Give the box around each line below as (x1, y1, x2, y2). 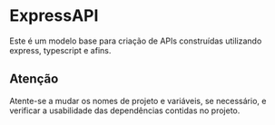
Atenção (9, 72, 59, 87)
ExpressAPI (9, 5, 99, 26)
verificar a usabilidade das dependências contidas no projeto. (9, 105, 241, 116)
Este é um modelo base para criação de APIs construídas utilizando (9, 35, 262, 46)
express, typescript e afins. (9, 44, 112, 55)
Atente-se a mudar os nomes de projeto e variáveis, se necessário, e (9, 95, 267, 106)
